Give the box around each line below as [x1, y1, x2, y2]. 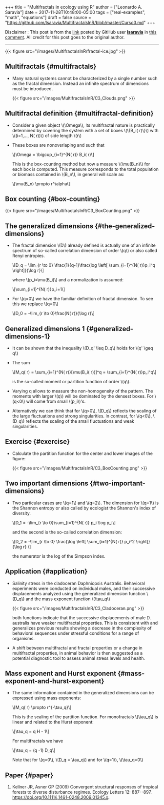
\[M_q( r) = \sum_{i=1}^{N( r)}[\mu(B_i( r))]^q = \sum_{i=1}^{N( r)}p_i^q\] [12, 369, 157, 375]
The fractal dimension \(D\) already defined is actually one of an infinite [12, 242, 156, 248]
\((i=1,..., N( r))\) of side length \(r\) [12, 133, 82, 138]
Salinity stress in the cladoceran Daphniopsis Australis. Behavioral [12, 580, 145, 586]
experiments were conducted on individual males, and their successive [12, 585, 155, 591]
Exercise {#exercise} [5, 437, 70, 446]
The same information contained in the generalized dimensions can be [12, 690, 154, 696]
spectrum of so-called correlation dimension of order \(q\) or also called [12, 248, 158, 254]
